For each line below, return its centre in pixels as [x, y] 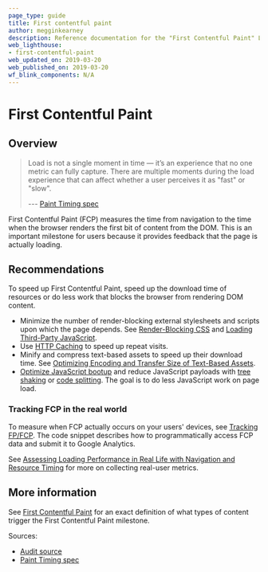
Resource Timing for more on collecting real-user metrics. [104, 468]
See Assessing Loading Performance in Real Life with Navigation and [122, 459]
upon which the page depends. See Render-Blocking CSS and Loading [136, 329]
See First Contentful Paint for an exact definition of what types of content [128, 511]
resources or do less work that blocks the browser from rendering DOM [126, 297]
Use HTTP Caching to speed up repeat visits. [94, 347]
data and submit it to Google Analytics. [72, 444]
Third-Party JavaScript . [58, 338]
